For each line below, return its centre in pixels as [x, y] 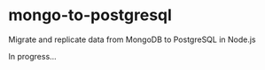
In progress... [32, 56]
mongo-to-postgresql [90, 15]
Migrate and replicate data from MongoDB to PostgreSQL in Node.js [132, 39]
